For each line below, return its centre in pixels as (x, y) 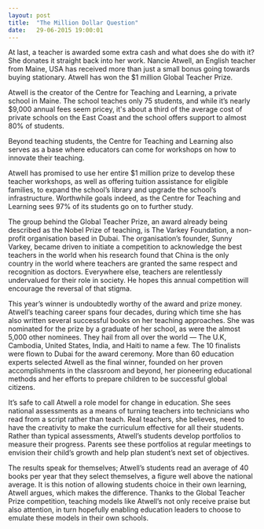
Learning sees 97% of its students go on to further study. (101, 207)
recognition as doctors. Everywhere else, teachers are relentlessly (115, 272)
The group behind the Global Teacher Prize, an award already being (118, 222)
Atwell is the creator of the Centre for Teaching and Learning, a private (123, 93)
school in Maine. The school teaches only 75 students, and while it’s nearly (129, 101)
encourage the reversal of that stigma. (70, 288)
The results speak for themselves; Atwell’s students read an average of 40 (128, 468)
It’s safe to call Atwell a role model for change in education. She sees (119, 402)
